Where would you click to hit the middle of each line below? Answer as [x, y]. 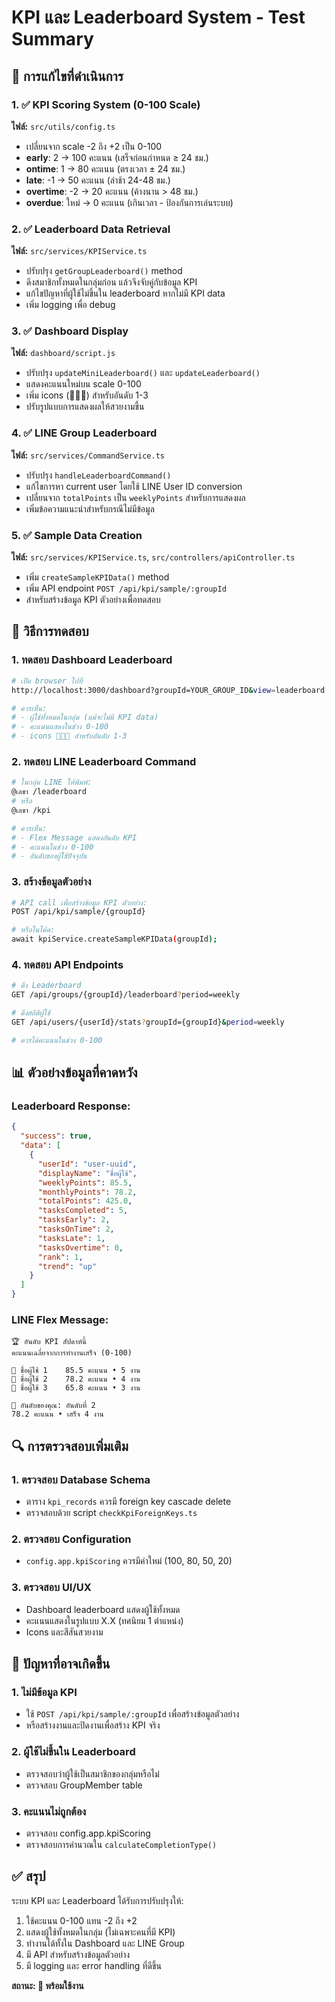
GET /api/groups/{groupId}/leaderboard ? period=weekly [126, 995]
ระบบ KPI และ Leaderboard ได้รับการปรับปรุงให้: [97, 1900]
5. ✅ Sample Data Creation [77, 535]
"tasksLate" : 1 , [71, 1238]
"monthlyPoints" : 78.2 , [87, 1192]
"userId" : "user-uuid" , [87, 1164]
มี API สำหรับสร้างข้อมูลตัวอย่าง [78, 1954]
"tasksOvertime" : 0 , [80, 1247]
